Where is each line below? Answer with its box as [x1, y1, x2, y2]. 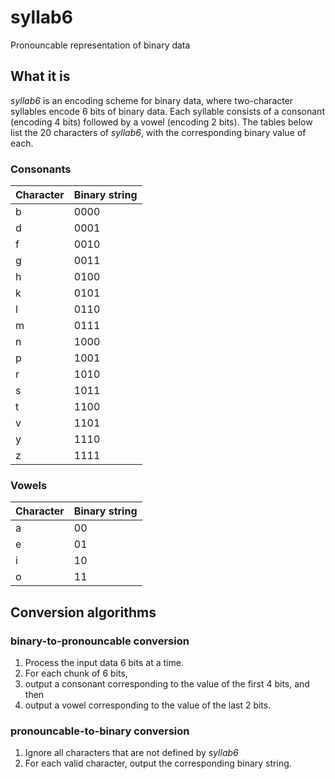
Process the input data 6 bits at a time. [24, 657, 184, 669]
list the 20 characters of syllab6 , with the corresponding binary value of [10, 126, 307, 138]
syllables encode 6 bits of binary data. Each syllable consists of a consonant [10, 105, 325, 117]
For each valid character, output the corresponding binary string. [24, 757, 292, 770]
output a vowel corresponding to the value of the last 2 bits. [24, 699, 272, 711]
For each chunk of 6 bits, [24, 667, 128, 680]
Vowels [10, 478, 48, 492]
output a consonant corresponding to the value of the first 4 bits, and [24, 678, 310, 690]
